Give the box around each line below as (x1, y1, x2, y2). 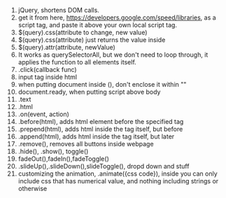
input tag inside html (17, 73, 78, 81)
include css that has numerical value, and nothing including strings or (17, 177, 219, 185)
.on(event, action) (17, 110, 69, 118)
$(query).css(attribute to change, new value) (17, 28, 148, 36)
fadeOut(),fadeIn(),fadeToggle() (17, 155, 109, 163)
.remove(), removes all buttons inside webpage (17, 140, 154, 148)
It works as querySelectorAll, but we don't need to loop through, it (17, 50, 209, 59)
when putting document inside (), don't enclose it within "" (17, 80, 187, 88)
